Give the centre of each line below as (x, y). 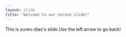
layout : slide (20, 10)
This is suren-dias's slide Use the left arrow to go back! (63, 29)
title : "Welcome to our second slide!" (48, 15)
